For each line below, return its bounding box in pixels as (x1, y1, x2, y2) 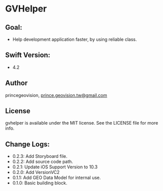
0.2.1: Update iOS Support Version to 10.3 (12, 164, 98, 170)
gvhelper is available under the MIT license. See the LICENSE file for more (5, 120, 158, 126)
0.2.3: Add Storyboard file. (12, 153, 68, 159)
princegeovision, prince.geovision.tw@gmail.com (5, 92, 107, 98)
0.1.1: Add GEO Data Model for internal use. (12, 174, 101, 181)
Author (5, 79, 28, 87)
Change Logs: (5, 140, 50, 148)
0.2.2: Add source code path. (12, 159, 73, 165)
